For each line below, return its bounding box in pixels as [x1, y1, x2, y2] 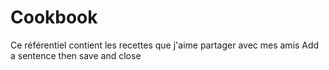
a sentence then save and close [10, 49, 142, 61]
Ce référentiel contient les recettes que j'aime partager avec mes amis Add [10, 39, 320, 51]
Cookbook [10, 6, 98, 29]
